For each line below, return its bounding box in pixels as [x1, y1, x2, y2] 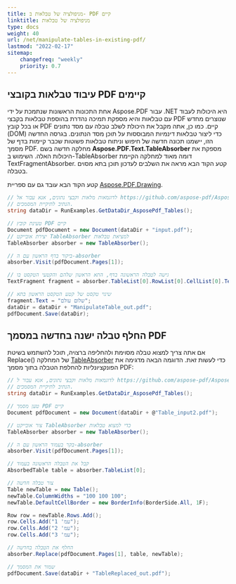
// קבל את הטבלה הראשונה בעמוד [7, 460, 89, 467]
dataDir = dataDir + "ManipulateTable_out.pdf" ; [7, 304, 152, 311]
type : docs [7, 23, 39, 30]
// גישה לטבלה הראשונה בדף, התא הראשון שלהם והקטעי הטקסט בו [7, 271, 169, 278]
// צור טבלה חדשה [7, 479, 54, 486]
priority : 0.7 [20, 63, 61, 70]
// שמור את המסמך [7, 563, 55, 570]
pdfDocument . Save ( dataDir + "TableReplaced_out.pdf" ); [7, 570, 171, 577]
